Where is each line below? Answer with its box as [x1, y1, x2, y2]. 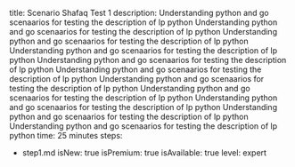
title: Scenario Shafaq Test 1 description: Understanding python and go [9, 8, 269, 18]
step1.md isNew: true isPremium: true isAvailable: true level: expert [21, 147, 267, 158]
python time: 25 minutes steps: [9, 131, 123, 140]
